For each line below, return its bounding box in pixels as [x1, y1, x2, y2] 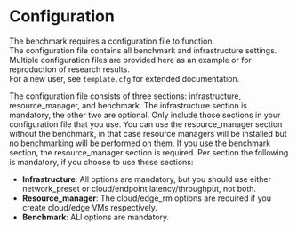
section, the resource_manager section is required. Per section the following [9, 147, 289, 157]
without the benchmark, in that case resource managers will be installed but [9, 128, 287, 139]
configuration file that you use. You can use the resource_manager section [9, 118, 283, 130]
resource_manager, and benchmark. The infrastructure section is [9, 100, 247, 110]
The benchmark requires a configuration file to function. [9, 36, 215, 46]
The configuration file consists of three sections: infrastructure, [9, 91, 242, 101]
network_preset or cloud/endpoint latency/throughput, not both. [21, 183, 256, 194]
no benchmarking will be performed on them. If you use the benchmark [9, 138, 271, 148]
